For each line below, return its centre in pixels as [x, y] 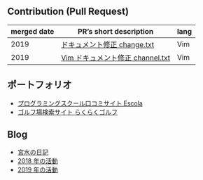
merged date [33, 31]
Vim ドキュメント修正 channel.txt [115, 58]
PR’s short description [116, 31]
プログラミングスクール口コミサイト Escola [80, 103]
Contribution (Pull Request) [68, 12]
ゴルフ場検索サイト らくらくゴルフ [67, 112]
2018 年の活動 [37, 161]
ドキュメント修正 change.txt [107, 44]
